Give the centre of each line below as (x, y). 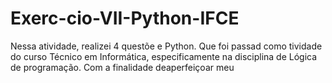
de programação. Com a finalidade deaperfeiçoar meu (122, 67)
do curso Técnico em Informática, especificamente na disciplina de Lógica (164, 56)
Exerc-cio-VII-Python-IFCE (125, 18)
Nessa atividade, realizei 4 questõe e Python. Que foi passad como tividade (166, 46)
